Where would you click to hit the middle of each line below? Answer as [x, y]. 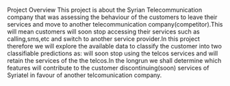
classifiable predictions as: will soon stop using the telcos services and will [113, 53]
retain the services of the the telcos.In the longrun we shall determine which [114, 60]
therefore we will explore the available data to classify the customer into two [115, 46]
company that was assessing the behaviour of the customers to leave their [112, 17]
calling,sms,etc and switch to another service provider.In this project [103, 39]
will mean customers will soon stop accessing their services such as [103, 31]
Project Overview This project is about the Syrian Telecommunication [105, 10]
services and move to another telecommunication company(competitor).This [115, 24]
